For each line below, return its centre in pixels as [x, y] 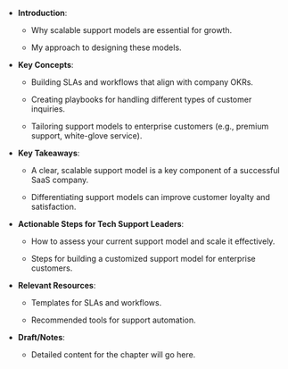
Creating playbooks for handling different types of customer [141, 99]
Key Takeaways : [49, 153]
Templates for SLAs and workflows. [96, 302]
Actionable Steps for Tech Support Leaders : [101, 224]
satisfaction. [53, 206]
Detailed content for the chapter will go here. [113, 355]
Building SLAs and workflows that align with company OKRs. [142, 82]
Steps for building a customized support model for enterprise [143, 259]
